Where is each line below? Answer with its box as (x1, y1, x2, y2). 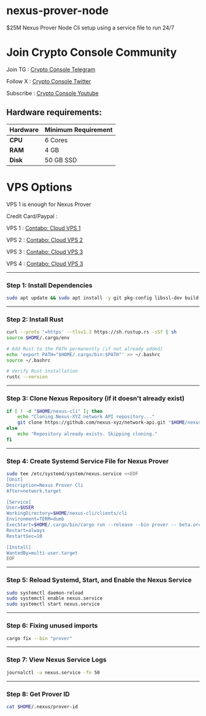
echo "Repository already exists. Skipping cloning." (17, 431, 158, 437)
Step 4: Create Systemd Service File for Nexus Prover (6, 457, 169, 465)
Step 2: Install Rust (6, 315, 64, 324)
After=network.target (6, 488, 62, 494)
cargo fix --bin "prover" (6, 635, 72, 641)
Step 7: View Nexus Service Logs (6, 655, 107, 664)
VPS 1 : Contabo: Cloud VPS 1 (6, 224, 81, 232)
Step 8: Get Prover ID (6, 690, 71, 698)
